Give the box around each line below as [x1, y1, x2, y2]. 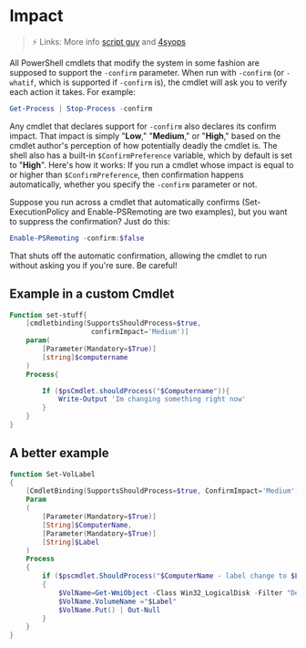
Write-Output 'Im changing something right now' [57, 394, 247, 404]
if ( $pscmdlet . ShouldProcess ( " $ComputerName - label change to [42, 571, 287, 580]
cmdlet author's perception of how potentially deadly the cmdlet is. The [9, 140, 278, 151]
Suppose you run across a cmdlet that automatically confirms [9, 196, 240, 207]
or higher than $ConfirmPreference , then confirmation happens [9, 169, 244, 180]
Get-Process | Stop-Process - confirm [9, 104, 153, 113]
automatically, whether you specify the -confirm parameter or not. [9, 179, 258, 190]
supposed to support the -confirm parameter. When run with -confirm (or [9, 67, 285, 78]
